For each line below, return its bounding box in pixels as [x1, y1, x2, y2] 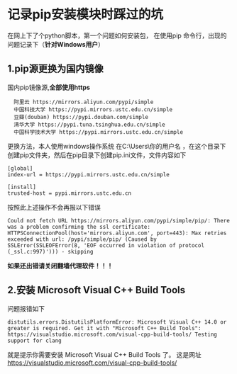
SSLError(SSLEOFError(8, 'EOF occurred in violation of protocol [7, 242, 204, 249]
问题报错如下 [7, 304, 45, 312]
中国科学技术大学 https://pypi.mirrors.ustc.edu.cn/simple [13, 128, 183, 135]
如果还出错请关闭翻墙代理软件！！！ [7, 261, 114, 270]
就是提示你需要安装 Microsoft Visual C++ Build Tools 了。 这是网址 [7, 350, 202, 358]
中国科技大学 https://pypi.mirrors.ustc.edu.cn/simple [13, 106, 173, 113]
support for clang [7, 337, 62, 344]
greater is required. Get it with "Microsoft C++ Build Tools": [7, 324, 202, 331]
